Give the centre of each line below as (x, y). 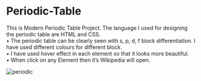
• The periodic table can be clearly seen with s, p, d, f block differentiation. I (101, 40)
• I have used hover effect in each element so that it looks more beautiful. (97, 53)
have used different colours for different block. (64, 47)
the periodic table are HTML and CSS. (53, 34)
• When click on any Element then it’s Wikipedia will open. (78, 60)
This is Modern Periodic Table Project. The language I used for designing (97, 28)
